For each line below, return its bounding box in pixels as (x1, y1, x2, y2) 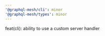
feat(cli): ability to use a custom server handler (5, 25, 100, 31)
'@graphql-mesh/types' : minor (5, 12, 68, 17)
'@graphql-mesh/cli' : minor (5, 7, 63, 12)
